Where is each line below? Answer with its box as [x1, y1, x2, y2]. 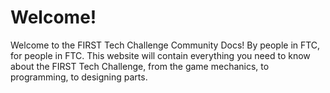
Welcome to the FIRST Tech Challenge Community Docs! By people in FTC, [10, 39, 321, 51]
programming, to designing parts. [10, 71, 148, 83]
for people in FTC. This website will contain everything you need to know [10, 49, 311, 61]
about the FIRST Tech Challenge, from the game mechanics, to [10, 60, 270, 72]
